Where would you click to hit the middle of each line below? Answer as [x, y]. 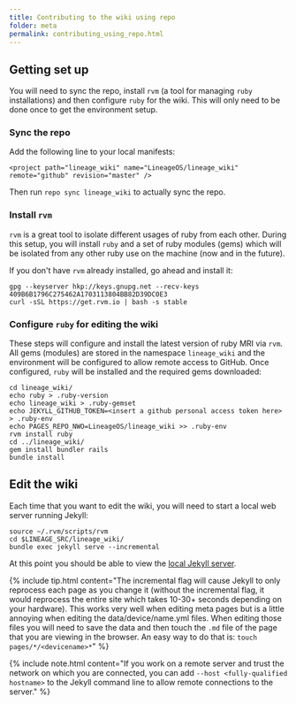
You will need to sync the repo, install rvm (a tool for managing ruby [131, 91]
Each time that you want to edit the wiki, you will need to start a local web [143, 506]
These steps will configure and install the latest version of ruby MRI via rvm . [146, 344]
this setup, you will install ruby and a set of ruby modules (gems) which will [145, 243]
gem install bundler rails [59, 450]
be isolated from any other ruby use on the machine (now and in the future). [147, 253]
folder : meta [33, 26]
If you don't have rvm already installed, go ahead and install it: [121, 270]
